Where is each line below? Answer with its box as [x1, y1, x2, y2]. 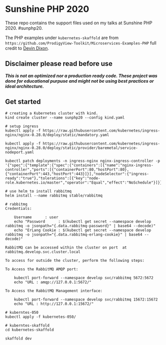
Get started [5, 98, 41, 106]
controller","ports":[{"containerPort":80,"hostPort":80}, [5, 167, 129, 172]
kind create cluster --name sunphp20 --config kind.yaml [5, 115, 125, 120]
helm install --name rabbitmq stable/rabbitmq [5, 193, 103, 198]
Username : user [14, 214, 58, 220]
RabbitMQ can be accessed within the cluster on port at [5, 245, 127, 250]
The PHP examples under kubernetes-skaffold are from [5, 35, 119, 41]
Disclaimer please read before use [5, 59, 113, 68]
